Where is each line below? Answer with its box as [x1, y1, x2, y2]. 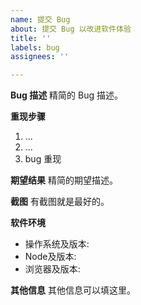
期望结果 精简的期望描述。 [10, 174, 118, 186]
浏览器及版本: [24, 263, 81, 275]
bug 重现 [24, 153, 62, 165]
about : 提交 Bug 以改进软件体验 [10, 24, 132, 34]
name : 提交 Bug [10, 14, 71, 25]
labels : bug [10, 42, 60, 53]
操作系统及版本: [24, 238, 90, 250]
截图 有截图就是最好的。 [10, 196, 110, 208]
